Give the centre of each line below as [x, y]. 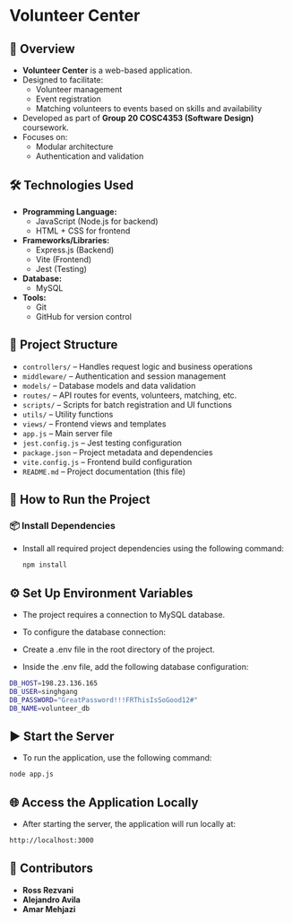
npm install [44, 565]
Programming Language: [69, 211]
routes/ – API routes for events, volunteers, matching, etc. [129, 395]
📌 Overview [42, 49]
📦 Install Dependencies [63, 525]
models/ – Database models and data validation [109, 385]
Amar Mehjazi [49, 909]
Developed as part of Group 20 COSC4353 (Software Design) [138, 118]
